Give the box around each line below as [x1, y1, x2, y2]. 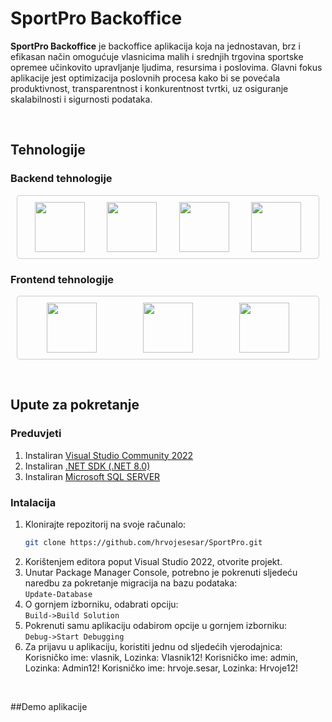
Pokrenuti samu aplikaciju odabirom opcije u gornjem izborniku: [24, 619, 288, 631]
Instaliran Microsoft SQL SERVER [24, 470, 161, 482]
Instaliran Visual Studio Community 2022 [24, 449, 194, 461]
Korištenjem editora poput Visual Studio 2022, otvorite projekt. [24, 555, 283, 567]
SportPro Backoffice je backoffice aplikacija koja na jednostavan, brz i [10, 40, 301, 52]
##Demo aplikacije [10, 700, 88, 712]
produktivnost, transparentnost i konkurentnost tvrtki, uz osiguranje [10, 82, 289, 94]
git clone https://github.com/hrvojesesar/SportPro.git [24, 537, 263, 547]
